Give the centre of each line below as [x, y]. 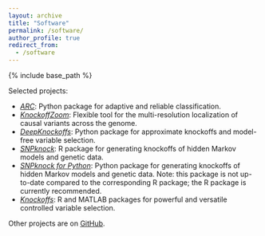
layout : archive [35, 16]
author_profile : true [44, 38]
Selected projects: [38, 91]
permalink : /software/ [46, 30]
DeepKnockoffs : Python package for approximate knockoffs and [125, 132]
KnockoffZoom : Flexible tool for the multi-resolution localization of [129, 115]
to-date [32, 183]
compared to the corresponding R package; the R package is [146, 183]
